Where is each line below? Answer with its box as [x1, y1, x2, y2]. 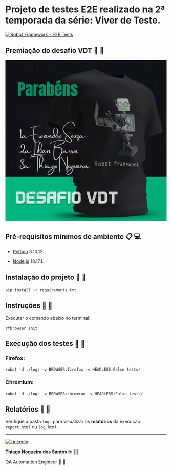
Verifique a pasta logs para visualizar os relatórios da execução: [5, 419, 142, 425]
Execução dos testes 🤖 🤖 [5, 339, 85, 348]
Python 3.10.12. [12, 249, 45, 255]
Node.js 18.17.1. [12, 258, 44, 264]
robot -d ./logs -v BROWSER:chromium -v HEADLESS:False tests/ [5, 391, 143, 396]
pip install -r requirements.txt [5, 287, 77, 293]
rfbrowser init [5, 325, 38, 331]
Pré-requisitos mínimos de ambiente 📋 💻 [5, 232, 141, 241]
